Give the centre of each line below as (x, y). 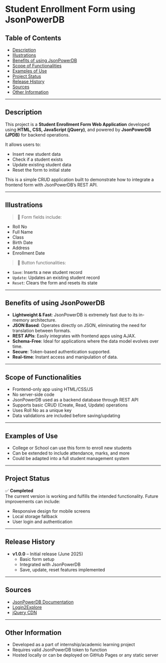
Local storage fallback (35, 516)
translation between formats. (41, 331)
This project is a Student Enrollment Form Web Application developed (77, 124)
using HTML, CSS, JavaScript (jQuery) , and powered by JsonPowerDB (78, 130)
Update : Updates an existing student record (56, 277)
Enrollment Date (29, 253)
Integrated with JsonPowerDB (50, 564)
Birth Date (22, 242)
